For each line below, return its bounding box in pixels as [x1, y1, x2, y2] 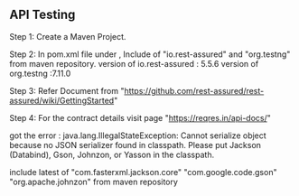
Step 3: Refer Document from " [9, 85, 125, 96]
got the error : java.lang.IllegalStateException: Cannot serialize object [9, 130, 266, 141]
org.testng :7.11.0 [9, 68, 71, 79]
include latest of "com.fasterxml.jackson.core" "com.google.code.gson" [9, 166, 277, 177]
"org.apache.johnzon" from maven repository [9, 176, 179, 187]
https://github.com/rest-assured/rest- [124, 85, 265, 96]
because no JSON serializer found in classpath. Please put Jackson [9, 139, 262, 150]
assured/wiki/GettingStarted [9, 95, 115, 106]
